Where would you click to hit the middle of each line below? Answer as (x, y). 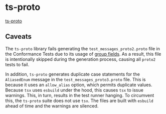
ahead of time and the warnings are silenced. (52, 106)
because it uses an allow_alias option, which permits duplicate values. (79, 85)
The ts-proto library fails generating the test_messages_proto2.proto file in (83, 48)
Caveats (18, 37)
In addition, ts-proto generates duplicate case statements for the (73, 74)
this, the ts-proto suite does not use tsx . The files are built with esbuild (79, 101)
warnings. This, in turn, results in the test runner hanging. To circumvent (80, 95)
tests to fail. (17, 64)
